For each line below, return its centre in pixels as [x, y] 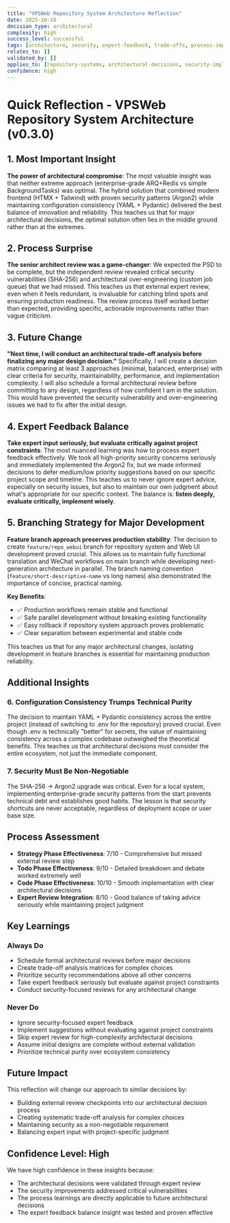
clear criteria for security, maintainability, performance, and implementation [114, 376]
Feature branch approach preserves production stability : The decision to [112, 539]
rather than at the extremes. [47, 226]
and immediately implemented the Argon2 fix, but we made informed [104, 464]
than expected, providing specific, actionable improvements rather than [108, 309]
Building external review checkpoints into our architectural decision [112, 1103]
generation [22, 568]
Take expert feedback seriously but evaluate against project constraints [118, 982]
